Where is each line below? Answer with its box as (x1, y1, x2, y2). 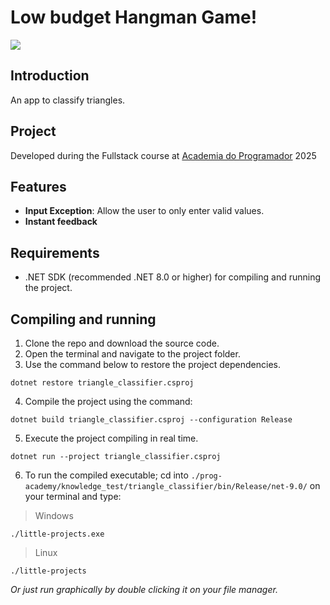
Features (10, 178, 67, 195)
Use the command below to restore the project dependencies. (24, 359, 281, 370)
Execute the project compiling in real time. (24, 432, 199, 444)
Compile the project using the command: (24, 396, 193, 407)
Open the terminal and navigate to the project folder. (24, 348, 241, 360)
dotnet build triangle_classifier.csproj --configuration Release (10, 415, 293, 425)
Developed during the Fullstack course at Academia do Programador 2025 (10, 149, 317, 161)
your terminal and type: (24, 491, 122, 502)
